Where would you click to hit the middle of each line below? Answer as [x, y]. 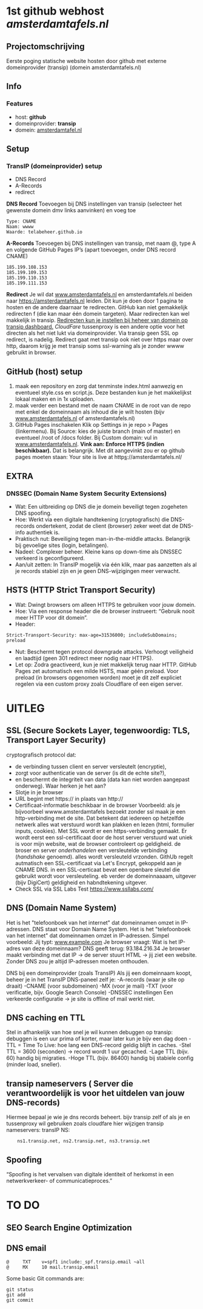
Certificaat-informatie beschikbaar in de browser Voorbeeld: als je [98, 805]
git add [16, 1295]
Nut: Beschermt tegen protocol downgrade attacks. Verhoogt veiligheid [104, 651]
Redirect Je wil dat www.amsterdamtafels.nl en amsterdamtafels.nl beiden [99, 295]
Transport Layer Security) [56, 740]
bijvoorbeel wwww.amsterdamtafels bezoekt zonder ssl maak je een [100, 811]
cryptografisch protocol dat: [42, 755]
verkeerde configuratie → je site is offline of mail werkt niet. [81, 999]
